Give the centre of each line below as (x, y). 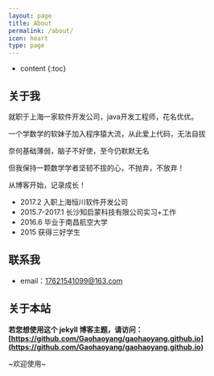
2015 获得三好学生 (50, 232)
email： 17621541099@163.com (71, 280)
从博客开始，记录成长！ (47, 185)
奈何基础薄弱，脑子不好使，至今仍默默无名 (79, 150)
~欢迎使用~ (27, 363)
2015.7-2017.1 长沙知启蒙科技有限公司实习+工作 (98, 212)
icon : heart (28, 38)
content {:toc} (43, 68)
